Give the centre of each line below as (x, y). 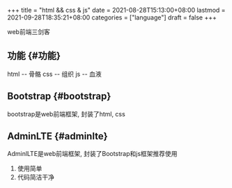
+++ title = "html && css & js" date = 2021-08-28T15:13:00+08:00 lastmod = (116, 10)
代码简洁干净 (36, 178)
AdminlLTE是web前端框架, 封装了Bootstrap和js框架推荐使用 (92, 154)
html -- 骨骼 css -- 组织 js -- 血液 (55, 74)
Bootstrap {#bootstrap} (59, 96)
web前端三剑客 (29, 32)
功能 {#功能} (34, 56)
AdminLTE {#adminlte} (57, 136)
